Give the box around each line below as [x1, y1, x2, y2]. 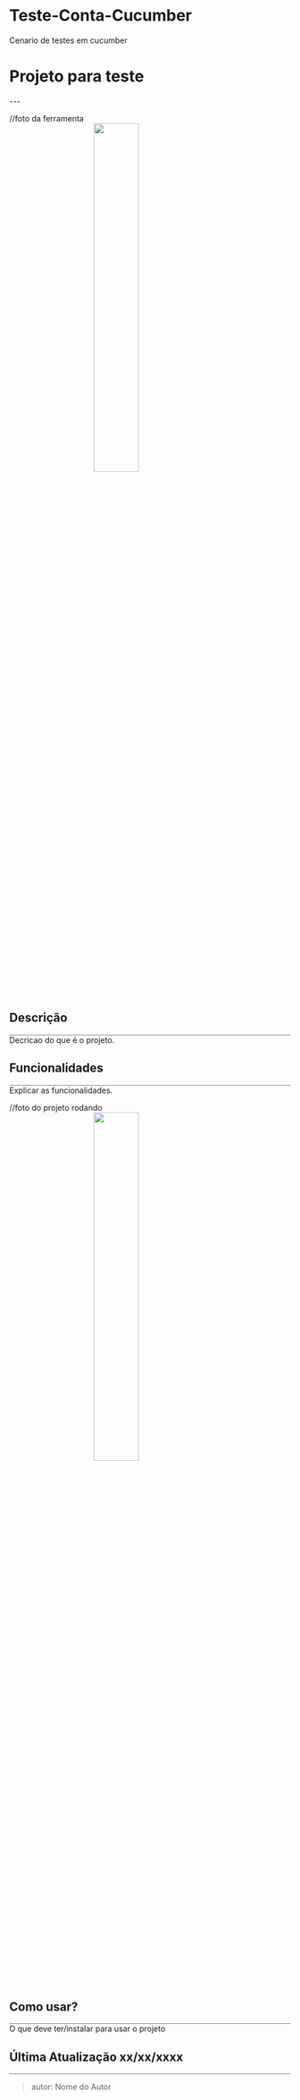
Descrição [9, 1011, 68, 1026]
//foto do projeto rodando [9, 1102, 103, 1113]
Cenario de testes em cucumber [9, 35, 128, 46]
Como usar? [9, 1999, 79, 2014]
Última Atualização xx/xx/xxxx [9, 2049, 184, 2064]
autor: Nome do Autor [30, 2081, 112, 2092]
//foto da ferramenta [9, 113, 85, 123]
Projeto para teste [9, 66, 145, 87]
